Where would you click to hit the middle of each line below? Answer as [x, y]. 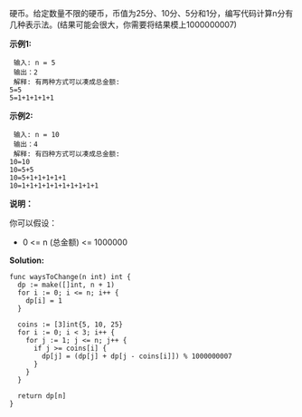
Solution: [27, 260]
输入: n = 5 [34, 63]
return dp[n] [42, 396]
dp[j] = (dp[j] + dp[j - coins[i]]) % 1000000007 [137, 356]
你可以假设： [33, 223]
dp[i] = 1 [44, 301]
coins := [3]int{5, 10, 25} [71, 325]
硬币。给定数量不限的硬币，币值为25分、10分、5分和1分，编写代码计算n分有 [151, 13]
